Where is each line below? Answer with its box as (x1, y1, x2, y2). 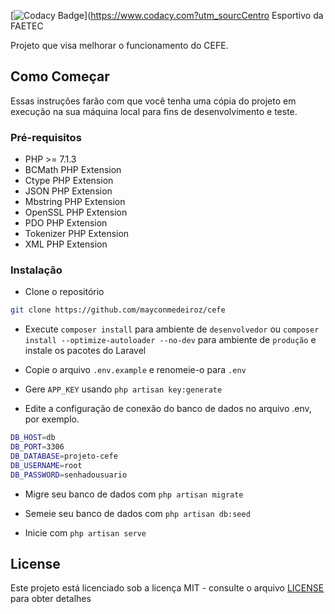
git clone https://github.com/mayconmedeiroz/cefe (10, 305, 226, 315)
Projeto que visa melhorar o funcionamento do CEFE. (10, 40, 229, 51)
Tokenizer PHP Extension (24, 228, 130, 240)
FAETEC (10, 20, 44, 32)
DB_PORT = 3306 (10, 442, 65, 452)
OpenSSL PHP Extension (24, 206, 128, 219)
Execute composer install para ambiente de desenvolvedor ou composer (24, 323, 320, 335)
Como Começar (10, 68, 110, 85)
